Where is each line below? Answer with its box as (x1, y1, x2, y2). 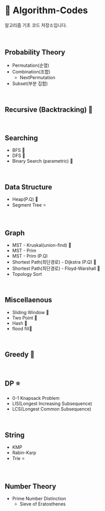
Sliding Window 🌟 (12, 309, 49, 315)
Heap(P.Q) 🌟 (12, 196, 39, 202)
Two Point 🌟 (12, 315, 38, 321)
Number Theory (5, 482, 56, 491)
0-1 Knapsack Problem (12, 395, 60, 401)
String (5, 430, 25, 439)
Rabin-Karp (12, 450, 37, 456)
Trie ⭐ (12, 455, 25, 462)
